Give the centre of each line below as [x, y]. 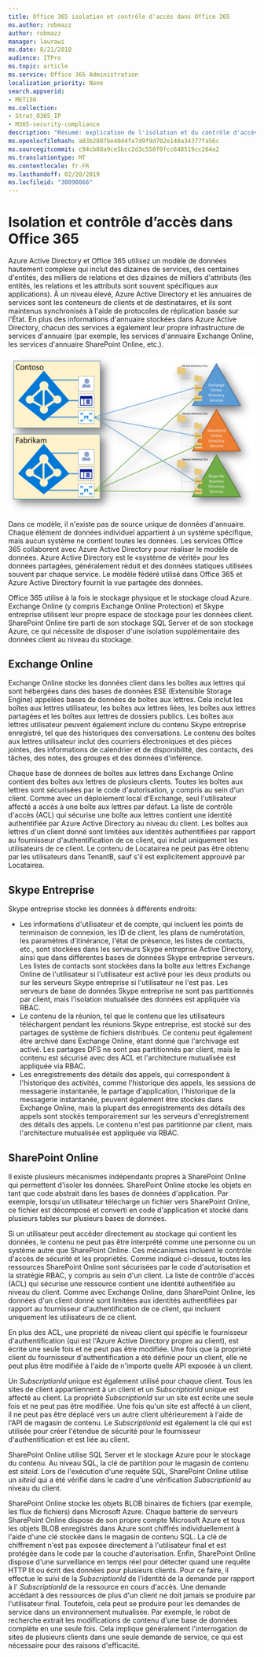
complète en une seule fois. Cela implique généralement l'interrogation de [128, 1629]
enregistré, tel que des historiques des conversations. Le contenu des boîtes [132, 733]
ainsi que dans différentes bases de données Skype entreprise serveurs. [137, 958]
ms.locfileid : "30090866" [50, 182]
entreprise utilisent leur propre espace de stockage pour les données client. [131, 614]
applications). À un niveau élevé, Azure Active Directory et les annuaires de [130, 294]
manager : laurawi [37, 42]
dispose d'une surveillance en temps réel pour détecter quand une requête [129, 1562]
